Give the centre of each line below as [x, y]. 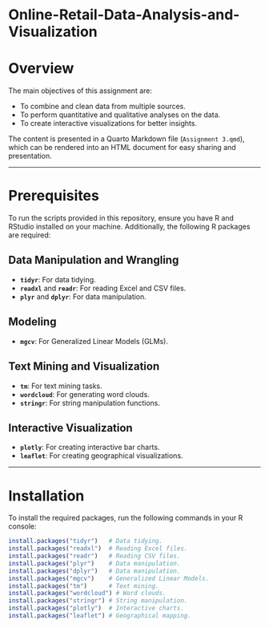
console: [23, 526]
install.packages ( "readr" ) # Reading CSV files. [94, 556]
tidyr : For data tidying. [58, 279]
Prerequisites [54, 196]
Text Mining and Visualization [84, 367]
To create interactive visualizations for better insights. [108, 124]
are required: [30, 235]
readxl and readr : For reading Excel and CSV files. [103, 288]
